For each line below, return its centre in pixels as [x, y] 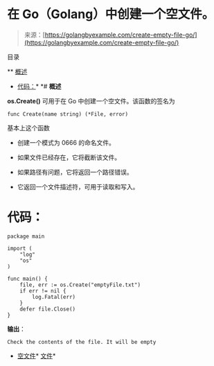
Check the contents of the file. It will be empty [82, 342]
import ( [20, 248]
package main [26, 236]
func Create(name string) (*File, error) [68, 114]
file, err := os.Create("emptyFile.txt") [80, 285]
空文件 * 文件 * [36, 356]
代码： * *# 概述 [39, 86]
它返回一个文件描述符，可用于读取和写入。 [78, 186]
